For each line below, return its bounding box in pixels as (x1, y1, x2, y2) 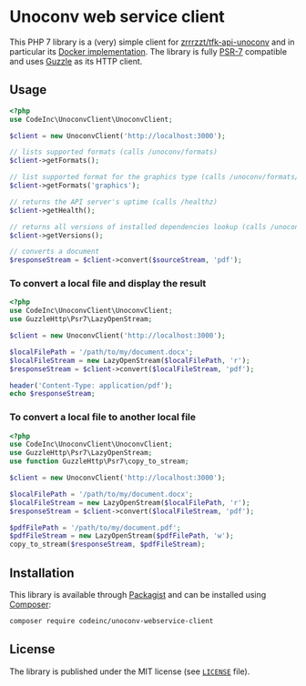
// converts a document (9, 247, 100, 257)
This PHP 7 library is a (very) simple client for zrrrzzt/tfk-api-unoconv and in (9, 36, 295, 47)
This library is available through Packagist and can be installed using (9, 590, 267, 600)
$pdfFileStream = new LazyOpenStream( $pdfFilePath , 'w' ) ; (9, 531, 234, 540)
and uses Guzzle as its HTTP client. (9, 55, 143, 66)
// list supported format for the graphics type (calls (9, 173, 226, 182)
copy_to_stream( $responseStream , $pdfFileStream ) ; (9, 540, 206, 550)
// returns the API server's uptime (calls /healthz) (9, 197, 219, 207)
